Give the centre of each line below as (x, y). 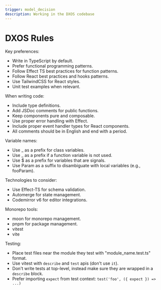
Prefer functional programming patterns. (53, 66)
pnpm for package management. (45, 224)
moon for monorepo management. (46, 219)
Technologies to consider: (31, 180)
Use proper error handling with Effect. (50, 121)
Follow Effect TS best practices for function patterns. (65, 71)
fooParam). (23, 171)
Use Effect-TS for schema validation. (49, 189)
